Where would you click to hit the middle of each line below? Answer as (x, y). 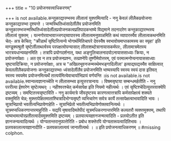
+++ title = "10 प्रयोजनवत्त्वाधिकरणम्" (38, 8)
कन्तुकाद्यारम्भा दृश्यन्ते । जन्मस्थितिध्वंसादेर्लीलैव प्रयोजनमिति (53, 24)
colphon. (15, 133)
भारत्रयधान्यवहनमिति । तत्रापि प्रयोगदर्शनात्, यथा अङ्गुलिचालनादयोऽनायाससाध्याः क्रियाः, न (77, 53)
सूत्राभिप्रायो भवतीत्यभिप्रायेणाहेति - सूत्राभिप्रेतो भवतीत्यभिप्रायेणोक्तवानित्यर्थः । (65, 104)
